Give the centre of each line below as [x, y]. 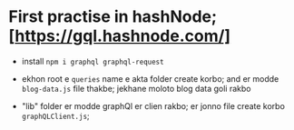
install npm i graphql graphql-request [93, 61]
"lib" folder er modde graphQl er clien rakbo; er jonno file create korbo [153, 105]
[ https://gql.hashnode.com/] [120, 36]
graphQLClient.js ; [55, 115]
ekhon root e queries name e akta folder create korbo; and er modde [150, 78]
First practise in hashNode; [113, 17]
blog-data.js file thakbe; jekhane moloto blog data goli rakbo [136, 88]
